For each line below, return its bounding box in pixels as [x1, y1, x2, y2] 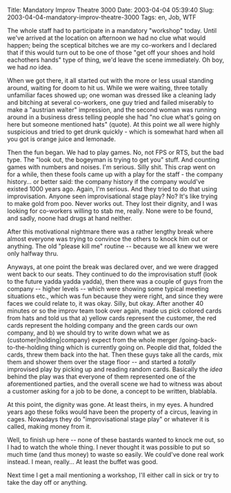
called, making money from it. [7, 423, 92, 430]
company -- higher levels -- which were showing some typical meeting [7, 285, 209, 293]
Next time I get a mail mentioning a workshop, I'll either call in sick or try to [7, 471, 219, 479]
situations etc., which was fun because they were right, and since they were [7, 292, 223, 300]
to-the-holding [7, 344, 49, 351]
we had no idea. [7, 63, 53, 71]
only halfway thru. [7, 249, 59, 258]
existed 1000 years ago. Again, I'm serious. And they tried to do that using [7, 185, 217, 193]
